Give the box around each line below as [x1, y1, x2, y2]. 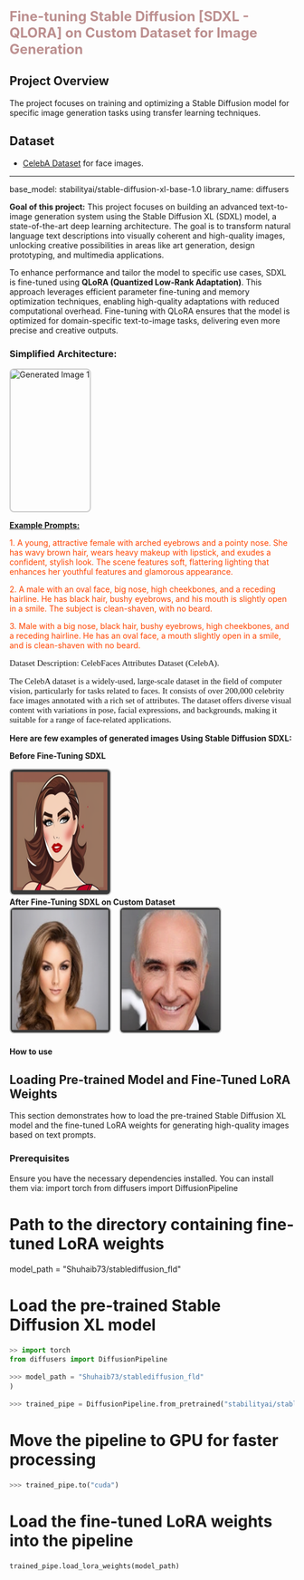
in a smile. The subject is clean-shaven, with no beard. [9, 603, 213, 614]
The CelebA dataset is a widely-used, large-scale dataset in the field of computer [9, 675, 282, 686]
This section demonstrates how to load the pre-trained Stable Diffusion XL [9, 1110, 287, 1121]
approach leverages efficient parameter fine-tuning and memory [9, 286, 251, 297]
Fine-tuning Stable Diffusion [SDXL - [9, 8, 250, 25]
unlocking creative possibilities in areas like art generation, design [9, 239, 255, 250]
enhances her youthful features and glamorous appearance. [9, 566, 233, 577]
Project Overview [9, 73, 109, 89]
